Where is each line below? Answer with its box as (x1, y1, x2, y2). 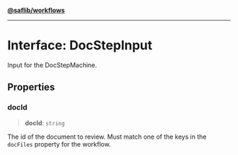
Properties (7, 81, 55, 93)
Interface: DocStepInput (7, 38, 153, 54)
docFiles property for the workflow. (7, 139, 111, 148)
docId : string (24, 118, 65, 127)
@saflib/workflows (7, 6, 65, 14)
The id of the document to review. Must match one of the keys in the (7, 132, 207, 141)
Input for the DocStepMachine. (7, 60, 98, 69)
